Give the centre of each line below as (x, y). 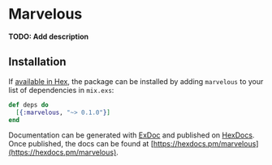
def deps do (28, 105)
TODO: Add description (49, 36)
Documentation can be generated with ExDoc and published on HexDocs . (132, 135)
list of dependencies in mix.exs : (61, 90)
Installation (37, 62)
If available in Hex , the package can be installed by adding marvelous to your (136, 81)
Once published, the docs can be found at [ (81, 144)
